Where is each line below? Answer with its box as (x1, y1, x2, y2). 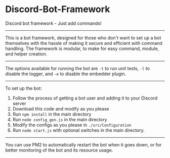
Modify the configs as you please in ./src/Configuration (12, 122, 132, 128)
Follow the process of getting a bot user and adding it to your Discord (12, 95, 158, 101)
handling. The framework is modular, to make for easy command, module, (5, 45, 159, 51)
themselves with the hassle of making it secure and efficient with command (5, 40, 163, 46)
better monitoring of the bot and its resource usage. (5, 147, 113, 153)
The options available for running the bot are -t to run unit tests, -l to (5, 65, 150, 71)
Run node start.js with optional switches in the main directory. (12, 127, 145, 133)
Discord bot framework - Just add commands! (5, 20, 102, 26)
